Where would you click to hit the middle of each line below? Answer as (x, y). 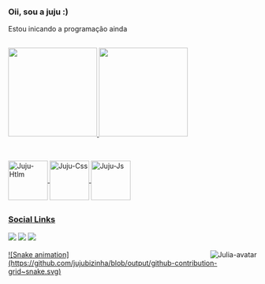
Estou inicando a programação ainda (68, 29)
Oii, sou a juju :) (38, 12)
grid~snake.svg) (35, 271)
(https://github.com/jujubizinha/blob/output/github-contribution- (113, 263)
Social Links (32, 219)
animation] (52, 254)
